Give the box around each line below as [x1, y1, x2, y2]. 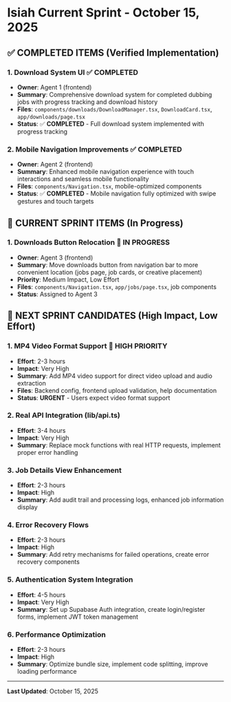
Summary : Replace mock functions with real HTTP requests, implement [16, 440, 221, 449]
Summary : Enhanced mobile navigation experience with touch [16, 167, 195, 176]
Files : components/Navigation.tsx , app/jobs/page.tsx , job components [16, 282, 217, 290]
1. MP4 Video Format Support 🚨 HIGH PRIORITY [7, 341, 168, 351]
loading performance [16, 668, 77, 676]
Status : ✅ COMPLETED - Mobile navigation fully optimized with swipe [16, 189, 217, 198]
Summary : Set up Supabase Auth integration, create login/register [16, 605, 206, 613]
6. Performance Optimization [7, 630, 107, 639]
